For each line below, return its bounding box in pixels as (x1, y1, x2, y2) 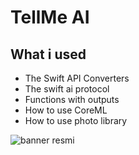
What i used (10, 46, 87, 63)
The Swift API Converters (24, 72, 130, 84)
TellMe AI (10, 6, 90, 29)
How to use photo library (24, 115, 128, 126)
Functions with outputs (24, 94, 120, 105)
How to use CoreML (24, 104, 108, 116)
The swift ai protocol (24, 83, 110, 95)
